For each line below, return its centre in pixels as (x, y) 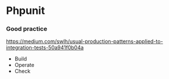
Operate (24, 65)
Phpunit (25, 11)
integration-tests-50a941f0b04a (45, 48)
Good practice (27, 29)
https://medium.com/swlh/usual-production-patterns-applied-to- (84, 41)
